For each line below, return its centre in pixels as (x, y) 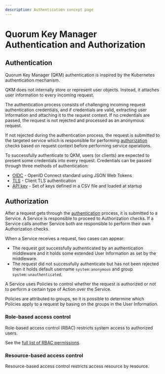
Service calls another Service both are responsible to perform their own (78, 224)
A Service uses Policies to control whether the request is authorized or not (81, 284)
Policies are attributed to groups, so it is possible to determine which (75, 299)
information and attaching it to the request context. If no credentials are (78, 115)
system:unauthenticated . (37, 275)
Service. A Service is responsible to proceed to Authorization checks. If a (79, 219)
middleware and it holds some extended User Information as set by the (84, 253)
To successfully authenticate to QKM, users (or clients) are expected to (77, 155)
